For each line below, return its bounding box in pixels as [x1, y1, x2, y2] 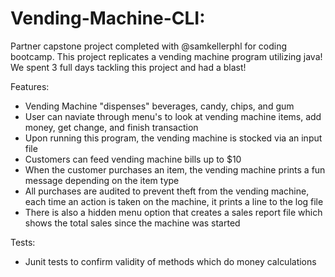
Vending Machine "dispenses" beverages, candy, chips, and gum [24, 100, 295, 112]
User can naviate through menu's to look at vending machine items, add [24, 110, 322, 122]
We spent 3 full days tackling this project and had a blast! [10, 61, 247, 73]
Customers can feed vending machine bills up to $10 [24, 153, 242, 165]
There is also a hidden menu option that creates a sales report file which [24, 206, 323, 218]
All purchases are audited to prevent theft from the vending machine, [24, 185, 310, 197]
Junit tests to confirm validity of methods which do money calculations [24, 255, 317, 267]
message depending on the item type [24, 174, 180, 186]
